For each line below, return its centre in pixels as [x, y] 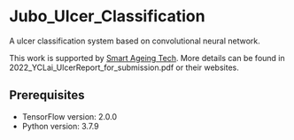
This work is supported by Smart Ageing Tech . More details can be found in [147, 58]
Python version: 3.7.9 [60, 126]
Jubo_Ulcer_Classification [107, 16]
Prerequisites [47, 95]
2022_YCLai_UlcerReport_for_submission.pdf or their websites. [124, 67]
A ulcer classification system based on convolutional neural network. [135, 41]
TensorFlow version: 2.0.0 [70, 116]
